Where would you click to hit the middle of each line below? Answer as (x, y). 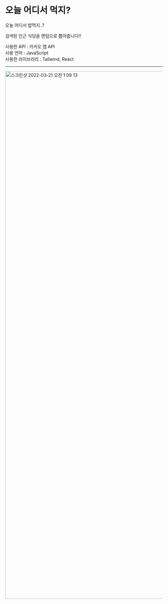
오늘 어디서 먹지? (38, 10)
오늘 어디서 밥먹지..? (25, 25)
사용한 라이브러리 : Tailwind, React (39, 59)
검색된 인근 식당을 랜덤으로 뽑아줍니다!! (43, 36)
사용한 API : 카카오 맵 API (30, 46)
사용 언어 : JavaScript (27, 53)
